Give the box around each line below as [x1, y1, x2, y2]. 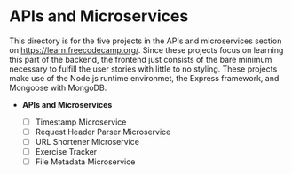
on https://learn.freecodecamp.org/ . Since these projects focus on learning [9, 44, 284, 55]
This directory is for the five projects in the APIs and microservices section [9, 35, 282, 46]
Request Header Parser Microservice [35, 126, 171, 137]
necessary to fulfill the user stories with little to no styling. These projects [9, 64, 278, 74]
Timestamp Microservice [35, 117, 127, 127]
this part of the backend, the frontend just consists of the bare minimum [9, 54, 272, 64]
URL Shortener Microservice [35, 137, 140, 148]
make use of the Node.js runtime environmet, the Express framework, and [9, 72, 280, 83]
